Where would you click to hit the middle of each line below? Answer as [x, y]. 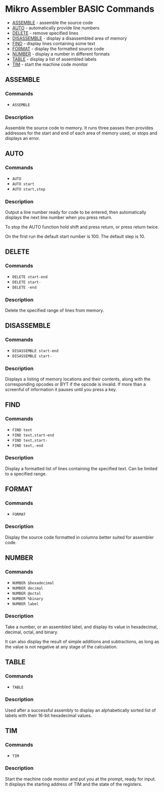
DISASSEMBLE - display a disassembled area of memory [70, 38]
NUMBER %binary [28, 599]
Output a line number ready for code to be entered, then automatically [76, 212]
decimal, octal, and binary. [32, 632]
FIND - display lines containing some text [54, 43]
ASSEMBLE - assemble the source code [52, 23]
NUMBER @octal [26, 593]
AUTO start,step [29, 189]
